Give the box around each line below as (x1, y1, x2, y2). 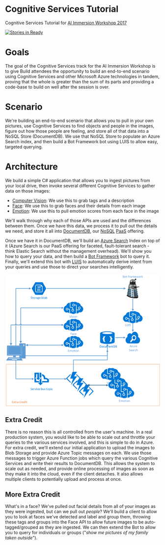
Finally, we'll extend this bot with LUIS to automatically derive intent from (5, 258, 152, 265)
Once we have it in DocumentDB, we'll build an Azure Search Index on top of (5, 237, 160, 243)
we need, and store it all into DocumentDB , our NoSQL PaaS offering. (5, 228, 145, 234)
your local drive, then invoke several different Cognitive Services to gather (5, 183, 156, 189)
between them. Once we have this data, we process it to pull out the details (5, 223, 158, 229)
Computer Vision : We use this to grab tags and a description (12, 197, 135, 203)
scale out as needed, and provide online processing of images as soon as (5, 466, 154, 471)
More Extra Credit (5, 490, 60, 499)
